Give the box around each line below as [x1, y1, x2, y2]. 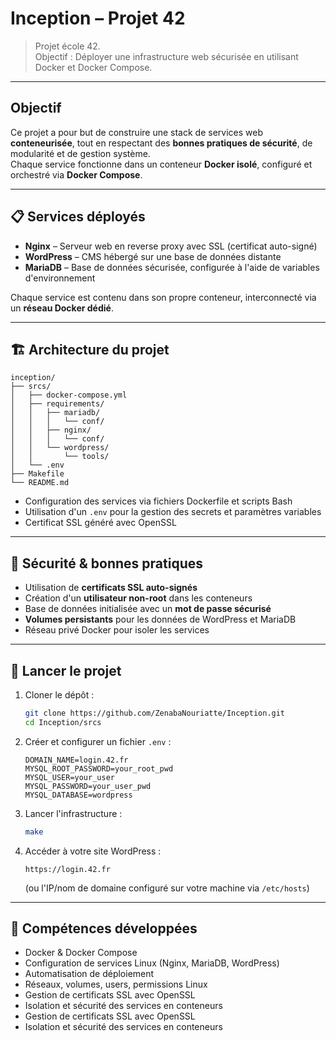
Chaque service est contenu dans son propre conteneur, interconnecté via [10, 291, 317, 303]
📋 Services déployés [10, 208, 146, 226]
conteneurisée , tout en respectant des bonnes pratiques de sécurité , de [10, 137, 313, 149]
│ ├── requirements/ [10, 399, 105, 409]
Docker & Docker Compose [24, 947, 138, 959]
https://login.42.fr [24, 864, 111, 874]
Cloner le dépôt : [24, 689, 95, 701]
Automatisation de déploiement [24, 968, 155, 980]
